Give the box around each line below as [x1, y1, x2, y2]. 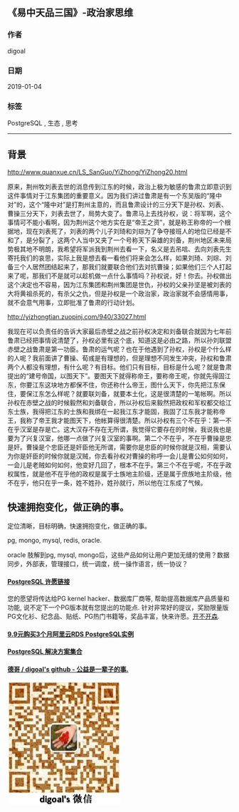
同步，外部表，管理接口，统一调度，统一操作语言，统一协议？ [7, 559, 188, 568]
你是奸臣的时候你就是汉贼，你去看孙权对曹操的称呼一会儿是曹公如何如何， [13, 452, 232, 461]
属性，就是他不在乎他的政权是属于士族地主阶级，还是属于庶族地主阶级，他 [13, 469, 232, 479]
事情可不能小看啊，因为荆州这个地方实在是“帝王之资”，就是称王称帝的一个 [7, 218, 225, 227]
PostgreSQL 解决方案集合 [7, 647, 83, 656]
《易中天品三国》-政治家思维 [7, 6, 134, 19]
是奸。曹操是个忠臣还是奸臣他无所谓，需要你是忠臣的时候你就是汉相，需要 [7, 443, 225, 452]
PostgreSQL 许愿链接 [7, 577, 70, 585]
